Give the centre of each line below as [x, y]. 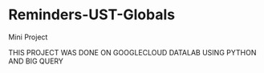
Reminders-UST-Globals [91, 15]
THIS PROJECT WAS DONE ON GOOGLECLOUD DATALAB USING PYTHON [132, 52]
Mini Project [28, 37]
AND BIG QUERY [36, 61]
